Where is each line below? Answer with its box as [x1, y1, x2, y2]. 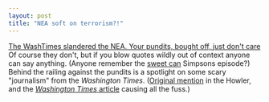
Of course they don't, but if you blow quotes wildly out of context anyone [8, 50, 251, 59]
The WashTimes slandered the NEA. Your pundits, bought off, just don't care [8, 41, 261, 51]
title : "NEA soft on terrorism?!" [8, 19, 124, 27]
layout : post [8, 11, 52, 20]
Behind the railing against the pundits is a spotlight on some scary [8, 67, 226, 76]
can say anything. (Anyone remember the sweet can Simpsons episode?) [8, 58, 251, 68]
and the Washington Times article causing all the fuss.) [8, 84, 190, 93]
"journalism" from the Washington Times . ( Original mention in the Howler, [8, 75, 251, 85]
